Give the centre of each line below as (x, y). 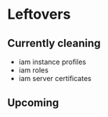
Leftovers (39, 14)
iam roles (33, 70)
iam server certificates (55, 78)
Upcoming (33, 103)
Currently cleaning (54, 43)
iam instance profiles (52, 62)
